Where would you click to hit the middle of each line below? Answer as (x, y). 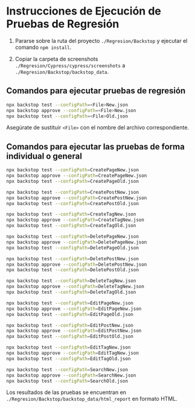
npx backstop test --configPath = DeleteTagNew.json (71, 281)
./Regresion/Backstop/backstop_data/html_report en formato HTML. (92, 399)
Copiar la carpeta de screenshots (56, 59)
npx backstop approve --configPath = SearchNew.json (71, 375)
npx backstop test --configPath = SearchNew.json (67, 370)
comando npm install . (43, 47)
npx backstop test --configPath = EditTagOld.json (69, 358)
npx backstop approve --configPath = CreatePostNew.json (77, 198)
